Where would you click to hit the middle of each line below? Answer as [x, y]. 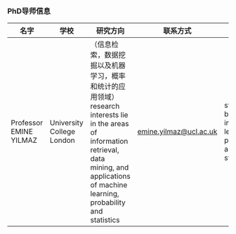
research [105, 106]
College [63, 132]
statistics [105, 220]
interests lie [109, 115]
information [109, 142]
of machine [109, 185]
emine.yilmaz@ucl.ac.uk [177, 132]
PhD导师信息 [29, 11]
